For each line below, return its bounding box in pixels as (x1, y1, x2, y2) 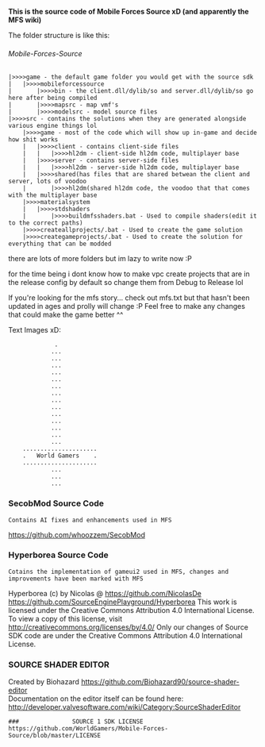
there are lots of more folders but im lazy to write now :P (8, 254, 193, 264)
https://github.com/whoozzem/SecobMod (8, 529, 145, 539)
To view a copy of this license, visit (8, 614, 123, 623)
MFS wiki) (8, 15, 42, 25)
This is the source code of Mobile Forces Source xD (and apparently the (8, 7, 249, 16)
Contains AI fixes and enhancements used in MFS (8, 516, 172, 524)
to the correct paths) (8, 219, 83, 227)
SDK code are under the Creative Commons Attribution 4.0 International (8, 630, 244, 640)
